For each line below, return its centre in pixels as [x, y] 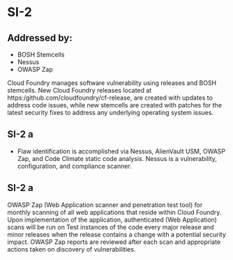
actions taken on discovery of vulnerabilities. [72, 249]
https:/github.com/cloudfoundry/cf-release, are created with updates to [110, 98]
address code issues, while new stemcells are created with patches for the [114, 105]
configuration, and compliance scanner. [75, 166]
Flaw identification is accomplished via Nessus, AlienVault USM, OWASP [121, 151]
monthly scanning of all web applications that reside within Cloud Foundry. [114, 212]
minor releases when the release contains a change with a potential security [117, 234]
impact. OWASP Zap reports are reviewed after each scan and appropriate [114, 242]
